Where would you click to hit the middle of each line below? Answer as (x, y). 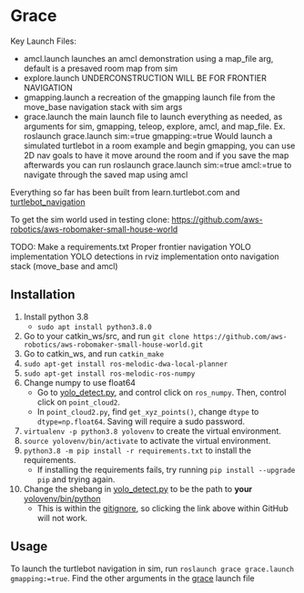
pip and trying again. (76, 479)
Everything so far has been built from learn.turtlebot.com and (125, 192)
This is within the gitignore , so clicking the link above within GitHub (163, 508)
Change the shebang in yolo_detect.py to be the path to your (138, 488)
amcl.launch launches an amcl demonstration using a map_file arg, (148, 58)
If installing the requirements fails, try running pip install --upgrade (166, 469)
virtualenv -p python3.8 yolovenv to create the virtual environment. (152, 431)
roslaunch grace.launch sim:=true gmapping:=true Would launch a (148, 136)
